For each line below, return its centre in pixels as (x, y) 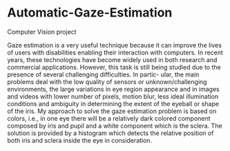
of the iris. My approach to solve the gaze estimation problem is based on (112, 111)
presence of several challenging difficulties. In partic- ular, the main (103, 74)
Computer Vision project (42, 32)
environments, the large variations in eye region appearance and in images (113, 89)
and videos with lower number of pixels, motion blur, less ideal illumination (113, 96)
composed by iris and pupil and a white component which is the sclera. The (115, 125)
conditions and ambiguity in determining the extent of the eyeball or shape (113, 103)
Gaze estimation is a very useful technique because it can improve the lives (115, 45)
